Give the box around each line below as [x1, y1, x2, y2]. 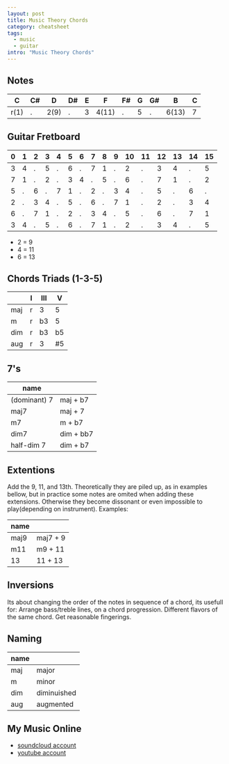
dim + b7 [60, 440, 90, 450]
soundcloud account [17, 741, 76, 749]
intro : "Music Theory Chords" [7, 49, 95, 56]
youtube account [17, 749, 66, 757]
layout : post [7, 10, 45, 17]
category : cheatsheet [7, 23, 70, 30]
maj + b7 [60, 395, 89, 405]
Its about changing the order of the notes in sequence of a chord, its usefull [7, 598, 223, 606]
